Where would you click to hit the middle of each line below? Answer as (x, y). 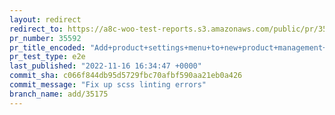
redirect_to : (36, 29)
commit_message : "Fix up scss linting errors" (108, 85)
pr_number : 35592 (45, 38)
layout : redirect (45, 19)
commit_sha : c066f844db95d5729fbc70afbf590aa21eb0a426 (126, 76)
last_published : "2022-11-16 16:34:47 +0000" (105, 66)
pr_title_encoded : (47, 47)
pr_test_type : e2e (47, 57)
